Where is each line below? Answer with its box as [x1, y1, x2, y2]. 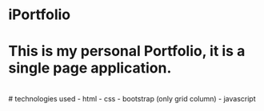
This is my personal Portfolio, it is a [8, 42, 246, 61]
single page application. [8, 59, 172, 77]
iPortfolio [8, 6, 71, 24]
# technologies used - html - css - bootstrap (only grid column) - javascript [8, 94, 256, 104]
